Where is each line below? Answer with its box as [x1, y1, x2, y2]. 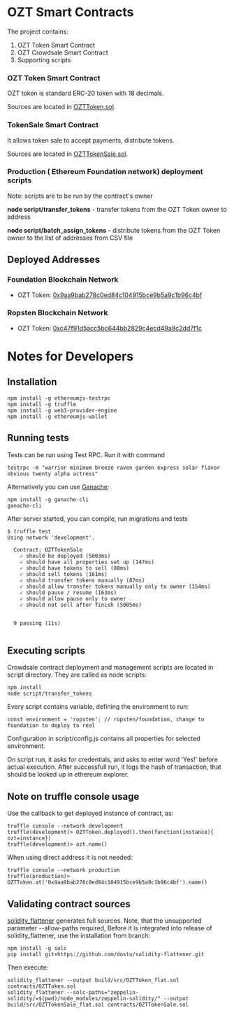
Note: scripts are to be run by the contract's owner [7, 192, 154, 200]
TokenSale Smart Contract [7, 120, 99, 130]
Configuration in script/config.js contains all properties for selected [7, 735, 200, 743]
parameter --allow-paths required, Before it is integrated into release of [7, 924, 213, 933]
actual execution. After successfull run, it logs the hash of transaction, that [7, 763, 221, 771]
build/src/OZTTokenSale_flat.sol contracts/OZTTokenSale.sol [7, 1001, 189, 1009]
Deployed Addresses [7, 254, 101, 266]
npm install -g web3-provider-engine [7, 407, 117, 414]
